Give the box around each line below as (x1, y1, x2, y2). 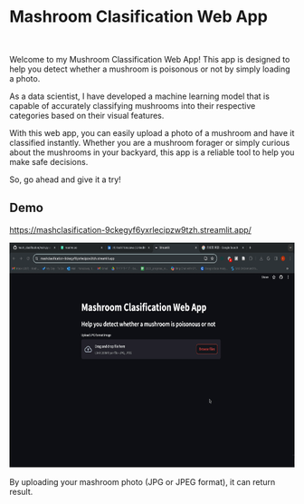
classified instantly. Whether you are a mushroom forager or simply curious (9, 137, 290, 148)
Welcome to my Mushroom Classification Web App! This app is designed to (9, 53, 290, 64)
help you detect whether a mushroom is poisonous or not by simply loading (9, 63, 291, 74)
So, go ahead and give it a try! (9, 174, 122, 185)
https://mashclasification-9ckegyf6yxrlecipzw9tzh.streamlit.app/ (9, 224, 252, 235)
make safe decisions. (9, 156, 89, 167)
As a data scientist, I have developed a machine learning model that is (9, 91, 270, 102)
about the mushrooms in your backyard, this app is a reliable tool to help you (9, 147, 295, 158)
